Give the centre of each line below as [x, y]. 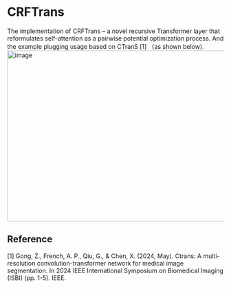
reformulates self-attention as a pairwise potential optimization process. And [115, 38]
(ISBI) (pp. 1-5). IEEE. [37, 278]
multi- [211, 256]
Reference [30, 239]
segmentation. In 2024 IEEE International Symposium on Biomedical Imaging [115, 270]
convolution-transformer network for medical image [110, 263]
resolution [21, 263]
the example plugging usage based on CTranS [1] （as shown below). [106, 46]
